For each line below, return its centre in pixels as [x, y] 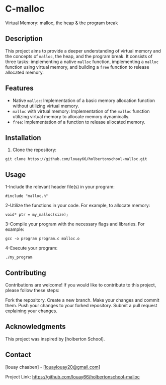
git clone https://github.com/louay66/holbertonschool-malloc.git [76, 159]
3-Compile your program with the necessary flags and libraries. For [75, 224]
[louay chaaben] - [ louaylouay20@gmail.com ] [53, 367]
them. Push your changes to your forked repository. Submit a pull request [81, 305]
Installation [23, 138]
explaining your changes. [31, 311]
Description [24, 39]
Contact [18, 355]
